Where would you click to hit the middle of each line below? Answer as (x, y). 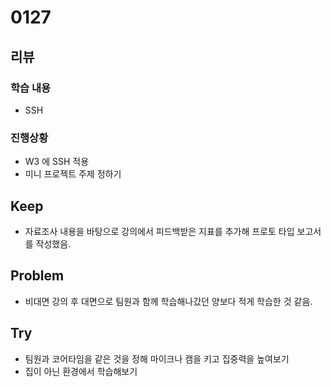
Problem (37, 276)
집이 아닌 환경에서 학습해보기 (81, 371)
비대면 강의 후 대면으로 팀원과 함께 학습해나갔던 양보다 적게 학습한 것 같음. (168, 301)
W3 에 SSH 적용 (57, 162)
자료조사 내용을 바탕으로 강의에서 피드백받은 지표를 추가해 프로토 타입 (159, 231)
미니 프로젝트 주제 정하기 (73, 174)
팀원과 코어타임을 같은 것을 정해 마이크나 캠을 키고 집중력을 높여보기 (157, 358)
